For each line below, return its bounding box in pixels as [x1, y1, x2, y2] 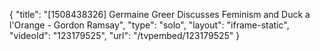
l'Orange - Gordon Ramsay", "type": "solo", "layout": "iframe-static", [9, 19, 290, 31]
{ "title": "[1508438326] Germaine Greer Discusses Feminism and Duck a [9, 9, 311, 20]
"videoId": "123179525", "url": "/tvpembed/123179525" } [9, 30, 241, 41]
